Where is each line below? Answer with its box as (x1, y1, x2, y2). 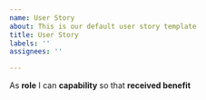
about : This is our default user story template (9, 22, 197, 31)
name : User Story (9, 13, 75, 23)
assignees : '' (9, 47, 64, 56)
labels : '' (9, 38, 51, 48)
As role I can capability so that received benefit (9, 80, 191, 91)
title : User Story (9, 30, 79, 39)
